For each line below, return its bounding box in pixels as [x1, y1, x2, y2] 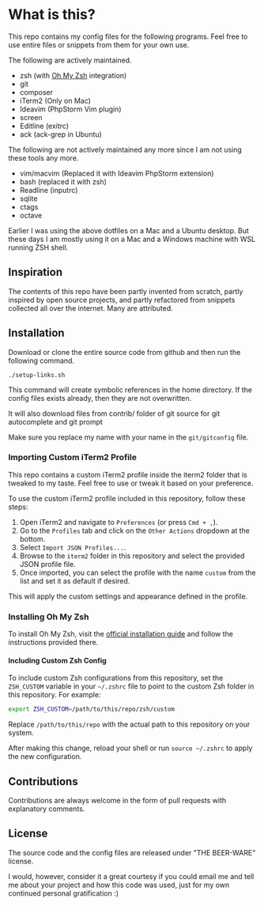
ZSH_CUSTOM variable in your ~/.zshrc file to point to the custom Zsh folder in [8, 681, 255, 691]
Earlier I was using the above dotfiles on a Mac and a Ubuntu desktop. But [8, 225, 249, 235]
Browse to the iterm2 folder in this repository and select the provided [19, 551, 245, 561]
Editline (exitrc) [19, 121, 70, 130]
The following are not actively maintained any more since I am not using [8, 145, 243, 154]
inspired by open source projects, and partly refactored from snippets [8, 295, 236, 304]
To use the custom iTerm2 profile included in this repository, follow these [8, 493, 246, 503]
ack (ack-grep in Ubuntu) [19, 129, 103, 139]
